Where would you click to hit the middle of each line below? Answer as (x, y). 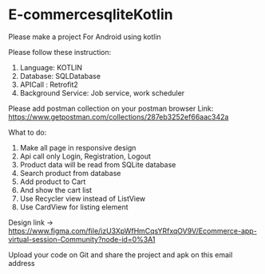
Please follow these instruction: (60, 52)
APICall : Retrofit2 (49, 84)
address (22, 263)
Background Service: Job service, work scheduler (102, 92)
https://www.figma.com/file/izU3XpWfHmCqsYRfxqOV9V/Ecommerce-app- (132, 231)
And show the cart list (56, 190)
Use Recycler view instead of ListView (83, 198)
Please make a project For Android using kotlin (85, 37)
